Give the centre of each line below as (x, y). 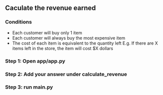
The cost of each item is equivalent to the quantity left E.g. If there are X (85, 43)
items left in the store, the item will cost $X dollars (63, 48)
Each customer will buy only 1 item (47, 33)
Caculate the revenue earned (51, 8)
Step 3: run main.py (29, 87)
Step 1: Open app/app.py (35, 61)
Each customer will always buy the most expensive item (68, 38)
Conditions (18, 22)
